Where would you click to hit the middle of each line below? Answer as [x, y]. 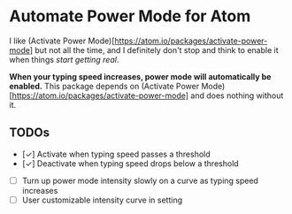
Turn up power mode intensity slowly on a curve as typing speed [140, 180]
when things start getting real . [64, 59]
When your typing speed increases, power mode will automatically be [140, 76]
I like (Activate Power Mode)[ [62, 41]
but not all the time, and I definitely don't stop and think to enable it [157, 50]
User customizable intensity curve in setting [102, 200]
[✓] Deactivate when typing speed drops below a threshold [130, 163]
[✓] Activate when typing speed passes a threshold [116, 154]
